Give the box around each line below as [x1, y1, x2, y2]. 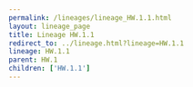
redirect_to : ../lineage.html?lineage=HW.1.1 [8, 38, 184, 48]
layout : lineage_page [8, 22, 91, 31]
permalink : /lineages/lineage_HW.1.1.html [8, 13, 172, 23]
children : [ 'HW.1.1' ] [8, 64, 91, 73]
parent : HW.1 [8, 55, 58, 64]
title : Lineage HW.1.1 [8, 30, 95, 39]
